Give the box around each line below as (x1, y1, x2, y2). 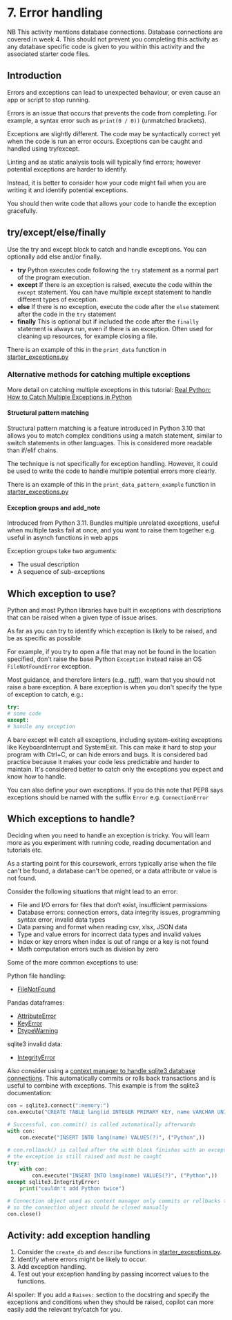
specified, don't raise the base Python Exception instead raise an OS (7, 655, 202, 663)
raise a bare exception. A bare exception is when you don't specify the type (7, 683, 222, 691)
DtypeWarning (17, 1027, 59, 1035)
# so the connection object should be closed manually (7, 1204, 168, 1211)
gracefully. (7, 206, 38, 215)
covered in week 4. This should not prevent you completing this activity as (7, 35, 219, 43)
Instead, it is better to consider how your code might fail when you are (7, 178, 206, 187)
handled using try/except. (7, 144, 80, 153)
